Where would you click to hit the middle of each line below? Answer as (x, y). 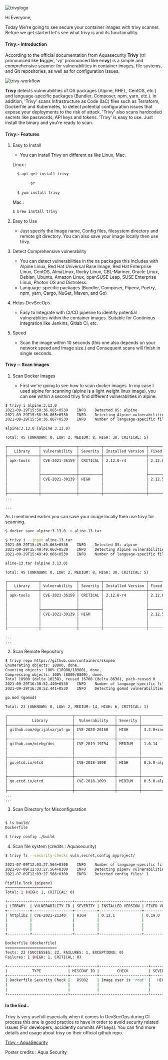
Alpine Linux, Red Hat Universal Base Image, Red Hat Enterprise (85, 266)
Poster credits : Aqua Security (36, 1052)
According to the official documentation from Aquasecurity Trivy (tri (75, 55)
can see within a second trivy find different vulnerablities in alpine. (88, 396)
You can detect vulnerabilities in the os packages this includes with (89, 261)
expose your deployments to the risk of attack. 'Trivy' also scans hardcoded (83, 112)
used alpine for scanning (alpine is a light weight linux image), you (88, 391)
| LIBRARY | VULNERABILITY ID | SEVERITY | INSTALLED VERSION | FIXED (81, 906)
